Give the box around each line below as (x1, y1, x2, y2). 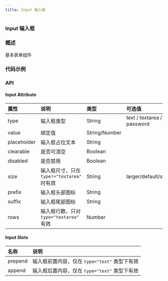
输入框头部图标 (40, 189, 76, 196)
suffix (7, 198, 21, 205)
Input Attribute (5, 92, 36, 98)
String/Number (86, 129, 121, 136)
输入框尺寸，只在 (40, 167, 81, 174)
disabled (7, 157, 28, 164)
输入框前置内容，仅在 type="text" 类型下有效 (32, 258, 138, 265)
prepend (7, 257, 28, 264)
